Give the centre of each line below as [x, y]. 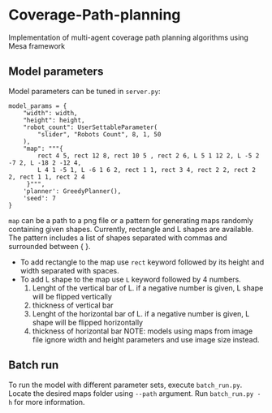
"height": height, [54, 120]
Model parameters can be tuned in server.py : [84, 91]
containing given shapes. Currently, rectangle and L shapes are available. [131, 229]
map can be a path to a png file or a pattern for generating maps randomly [131, 220]
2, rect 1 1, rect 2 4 [47, 177]
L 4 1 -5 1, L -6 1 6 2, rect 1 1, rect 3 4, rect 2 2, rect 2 [147, 170]
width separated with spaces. [69, 270]
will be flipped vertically [72, 296]
